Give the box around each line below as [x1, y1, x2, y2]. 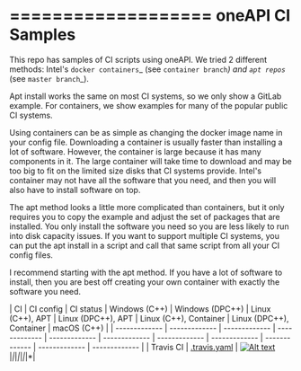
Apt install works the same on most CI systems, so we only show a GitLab [9, 91, 282, 102]
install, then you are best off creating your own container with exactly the [9, 276, 280, 287]
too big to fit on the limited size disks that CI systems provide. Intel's [9, 165, 262, 176]
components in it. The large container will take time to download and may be [9, 155, 292, 166]
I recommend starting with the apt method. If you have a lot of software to [9, 267, 283, 278]
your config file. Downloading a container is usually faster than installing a [9, 137, 283, 147]
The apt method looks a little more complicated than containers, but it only [9, 201, 285, 212]
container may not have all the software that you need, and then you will [9, 174, 277, 185]
